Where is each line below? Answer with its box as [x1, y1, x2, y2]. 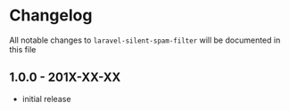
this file [9, 44, 37, 54]
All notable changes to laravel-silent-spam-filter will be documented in [9, 35, 281, 45]
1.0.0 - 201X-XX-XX [9, 70, 121, 85]
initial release [21, 93, 71, 104]
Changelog [9, 5, 93, 26]
